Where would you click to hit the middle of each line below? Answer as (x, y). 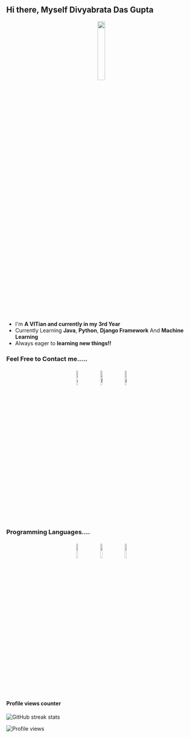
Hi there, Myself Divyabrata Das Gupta (80, 10)
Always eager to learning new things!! (63, 343)
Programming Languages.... (48, 532)
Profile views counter (34, 703)
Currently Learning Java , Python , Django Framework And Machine (99, 330)
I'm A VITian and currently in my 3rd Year (68, 324)
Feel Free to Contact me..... (47, 358)
